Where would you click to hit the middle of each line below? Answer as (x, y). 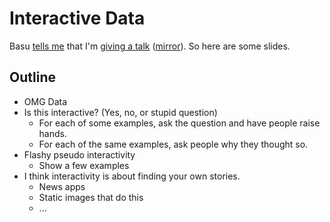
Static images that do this (91, 197)
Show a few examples (84, 165)
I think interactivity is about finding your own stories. (132, 176)
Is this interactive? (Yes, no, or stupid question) (120, 112)
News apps (62, 186)
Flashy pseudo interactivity (79, 154)
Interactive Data (77, 18)
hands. (52, 133)
